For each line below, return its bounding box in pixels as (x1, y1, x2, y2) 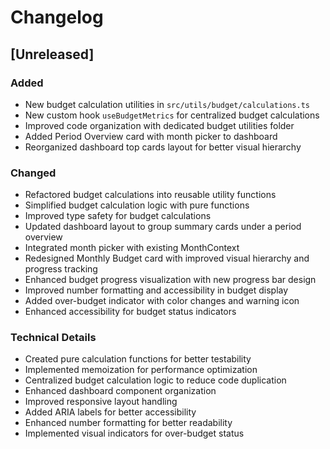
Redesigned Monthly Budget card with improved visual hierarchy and (24, 252, 310, 265)
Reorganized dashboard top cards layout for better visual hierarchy (24, 141, 302, 153)
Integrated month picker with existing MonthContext (24, 242, 240, 254)
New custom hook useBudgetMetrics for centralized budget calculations (24, 109, 320, 121)
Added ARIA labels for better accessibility (24, 406, 197, 418)
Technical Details (10, 331, 97, 345)
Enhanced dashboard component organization (24, 385, 217, 397)
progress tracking (24, 263, 98, 275)
